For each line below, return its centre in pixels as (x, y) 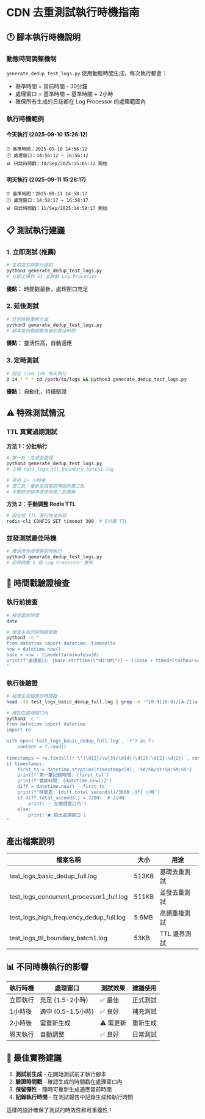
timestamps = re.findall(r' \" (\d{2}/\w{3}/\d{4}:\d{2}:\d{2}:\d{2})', (98, 758)
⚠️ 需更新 (113, 1023)
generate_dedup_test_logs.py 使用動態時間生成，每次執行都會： (87, 73)
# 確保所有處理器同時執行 (34, 552)
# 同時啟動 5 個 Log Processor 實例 (50, 563)
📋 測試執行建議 (36, 230)
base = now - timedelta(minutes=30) (53, 655)
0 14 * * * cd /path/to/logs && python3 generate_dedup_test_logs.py (97, 379)
